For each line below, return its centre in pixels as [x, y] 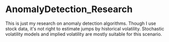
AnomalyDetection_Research [69, 9]
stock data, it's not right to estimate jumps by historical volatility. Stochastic [85, 28]
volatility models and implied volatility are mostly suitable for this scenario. [84, 34]
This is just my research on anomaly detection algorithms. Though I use [81, 23]
